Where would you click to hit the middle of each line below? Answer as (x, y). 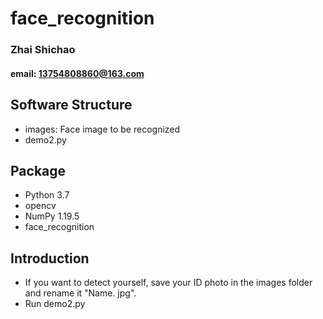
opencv (40, 206)
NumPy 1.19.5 (52, 216)
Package (38, 170)
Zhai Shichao (43, 50)
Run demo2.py (55, 304)
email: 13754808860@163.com (77, 73)
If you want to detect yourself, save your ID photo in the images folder (168, 283)
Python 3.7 (47, 195)
